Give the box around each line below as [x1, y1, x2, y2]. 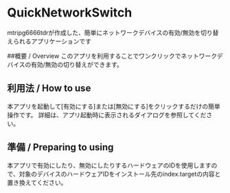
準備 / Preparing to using [7, 141, 114, 153]
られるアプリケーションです [12, 37, 91, 45]
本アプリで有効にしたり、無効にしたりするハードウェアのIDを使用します [7, 161, 211, 170]
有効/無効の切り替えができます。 [30, 60, 124, 68]
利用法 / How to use [7, 83, 91, 94]
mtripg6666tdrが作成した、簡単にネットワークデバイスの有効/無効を [7, 28, 201, 37]
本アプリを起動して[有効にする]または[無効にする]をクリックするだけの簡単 [7, 102, 221, 110]
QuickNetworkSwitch [7, 5, 133, 21]
